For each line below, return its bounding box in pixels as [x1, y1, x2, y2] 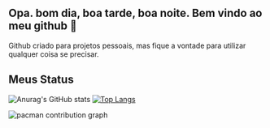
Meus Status [8, 73, 75, 87]
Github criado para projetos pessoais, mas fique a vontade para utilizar [8, 41, 246, 50]
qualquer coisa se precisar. [8, 49, 99, 59]
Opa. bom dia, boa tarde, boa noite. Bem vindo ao [8, 6, 263, 20]
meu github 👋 [8, 19, 77, 33]
